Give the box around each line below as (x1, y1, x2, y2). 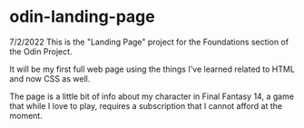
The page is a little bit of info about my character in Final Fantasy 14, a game (9, 91, 295, 102)
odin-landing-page (9, 6, 156, 27)
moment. (9, 110, 43, 121)
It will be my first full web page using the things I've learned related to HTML (9, 64, 295, 74)
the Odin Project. (9, 45, 73, 56)
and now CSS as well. (9, 73, 91, 84)
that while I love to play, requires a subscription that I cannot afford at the (9, 100, 283, 111)
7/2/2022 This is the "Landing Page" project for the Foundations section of (9, 36, 289, 47)
